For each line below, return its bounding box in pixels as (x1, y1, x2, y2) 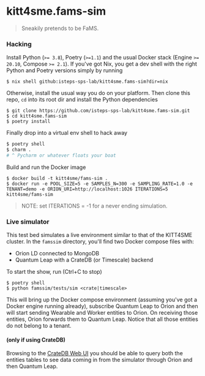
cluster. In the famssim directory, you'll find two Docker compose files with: (6, 238, 195, 246)
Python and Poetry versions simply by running (6, 67, 123, 74)
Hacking (6, 40, 32, 48)
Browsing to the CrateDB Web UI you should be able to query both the (6, 350, 184, 357)
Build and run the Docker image (6, 164, 86, 171)
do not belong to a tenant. (6, 322, 72, 329)
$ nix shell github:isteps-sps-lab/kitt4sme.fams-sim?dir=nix (6, 78, 168, 85)
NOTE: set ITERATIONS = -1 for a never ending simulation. (21, 202, 168, 209)
